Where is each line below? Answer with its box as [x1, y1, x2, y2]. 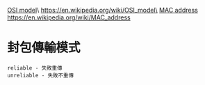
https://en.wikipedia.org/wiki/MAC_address [7, 13, 131, 22]
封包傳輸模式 [7, 40, 81, 56]
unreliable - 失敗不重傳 [7, 72, 74, 79]
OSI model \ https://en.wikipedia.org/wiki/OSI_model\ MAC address [7, 6, 198, 14]
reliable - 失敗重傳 [7, 64, 63, 72]
